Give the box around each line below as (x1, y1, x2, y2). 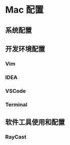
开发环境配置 (5, 45, 45, 53)
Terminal (5, 101, 28, 108)
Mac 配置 (5, 4, 44, 16)
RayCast (5, 133, 27, 140)
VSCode (5, 87, 26, 94)
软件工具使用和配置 (5, 118, 65, 127)
